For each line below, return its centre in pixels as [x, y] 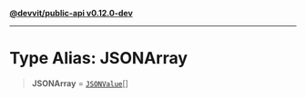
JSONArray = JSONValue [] [80, 83]
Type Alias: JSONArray [99, 59]
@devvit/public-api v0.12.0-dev [71, 13]
